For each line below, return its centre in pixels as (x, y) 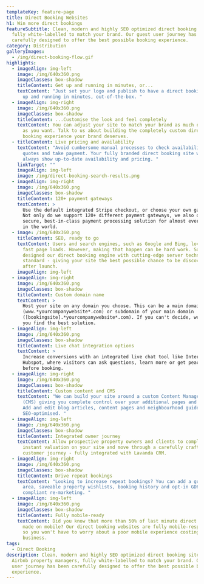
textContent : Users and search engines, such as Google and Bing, (103, 244)
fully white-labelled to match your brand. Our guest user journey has (104, 35)
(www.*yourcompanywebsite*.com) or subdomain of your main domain (108, 312)
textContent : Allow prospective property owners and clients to (100, 442)
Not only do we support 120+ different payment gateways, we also (108, 216)
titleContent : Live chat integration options (76, 346)
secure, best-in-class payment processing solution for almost (104, 221)
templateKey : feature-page (40, 12)
